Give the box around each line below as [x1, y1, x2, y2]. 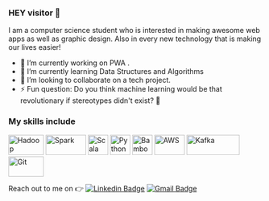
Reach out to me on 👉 [8, 183, 85, 193]
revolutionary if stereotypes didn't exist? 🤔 [19, 96, 161, 105]
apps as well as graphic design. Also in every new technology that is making [8, 34, 262, 43]
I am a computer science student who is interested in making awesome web [8, 26, 260, 35]
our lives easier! [8, 43, 62, 52]
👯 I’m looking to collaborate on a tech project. [19, 76, 172, 85]
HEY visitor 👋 [8, 7, 60, 18]
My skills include [8, 116, 77, 127]
